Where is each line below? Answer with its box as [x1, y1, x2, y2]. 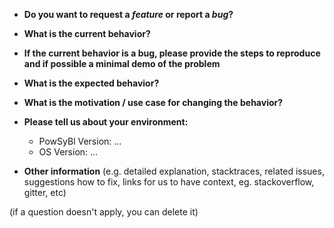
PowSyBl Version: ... [38, 135, 122, 147]
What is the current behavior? [23, 28, 151, 39]
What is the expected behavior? [23, 77, 160, 89]
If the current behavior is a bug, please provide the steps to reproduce [23, 47, 321, 59]
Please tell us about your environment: [23, 116, 189, 128]
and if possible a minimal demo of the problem [23, 58, 221, 69]
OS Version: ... [38, 146, 99, 158]
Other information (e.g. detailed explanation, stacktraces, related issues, [23, 165, 325, 177]
